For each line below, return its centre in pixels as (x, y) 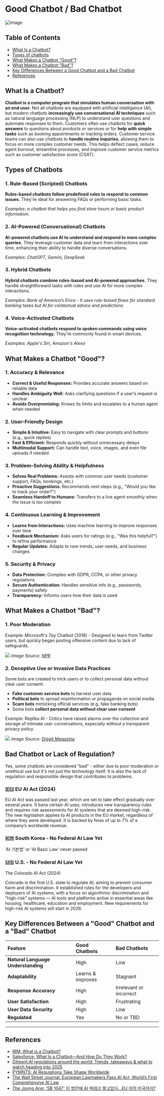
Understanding (25, 965)
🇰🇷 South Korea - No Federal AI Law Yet (54, 838)
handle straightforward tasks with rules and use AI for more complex (74, 285)
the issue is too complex (37, 502)
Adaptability (22, 976)
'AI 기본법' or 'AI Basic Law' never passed (46, 849)
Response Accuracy (31, 990)
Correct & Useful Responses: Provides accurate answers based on (80, 383)
